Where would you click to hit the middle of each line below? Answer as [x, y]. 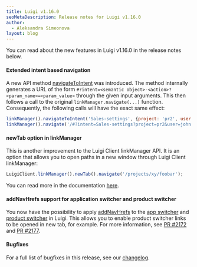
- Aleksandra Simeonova [40, 28]
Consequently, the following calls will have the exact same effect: [86, 108]
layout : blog [22, 34]
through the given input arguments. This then [131, 95]
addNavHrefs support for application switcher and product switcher [91, 199]
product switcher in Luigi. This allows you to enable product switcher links [96, 218]
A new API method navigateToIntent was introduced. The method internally [97, 83]
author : [16, 22]
